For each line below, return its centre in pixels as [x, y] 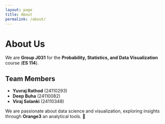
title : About [19, 14]
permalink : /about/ [26, 19]
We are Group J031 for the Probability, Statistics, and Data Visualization [82, 57]
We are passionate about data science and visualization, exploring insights [82, 111]
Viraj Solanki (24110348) [38, 101]
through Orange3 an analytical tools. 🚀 [45, 116]
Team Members [30, 79]
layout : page [19, 10]
